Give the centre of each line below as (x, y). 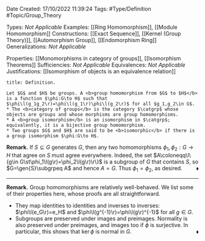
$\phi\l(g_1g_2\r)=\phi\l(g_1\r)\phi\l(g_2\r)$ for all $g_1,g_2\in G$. (101, 104)
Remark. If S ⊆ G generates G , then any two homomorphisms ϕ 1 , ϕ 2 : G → (100, 148)
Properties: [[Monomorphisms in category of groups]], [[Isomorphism (94, 58)
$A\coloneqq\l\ (172, 155)
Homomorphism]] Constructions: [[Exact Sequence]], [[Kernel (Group (94, 34)
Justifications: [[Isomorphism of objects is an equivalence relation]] (91, 71)
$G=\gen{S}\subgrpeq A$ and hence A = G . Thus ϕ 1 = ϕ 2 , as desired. (95, 169)
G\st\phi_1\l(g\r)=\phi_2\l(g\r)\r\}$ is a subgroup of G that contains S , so (109, 162)
